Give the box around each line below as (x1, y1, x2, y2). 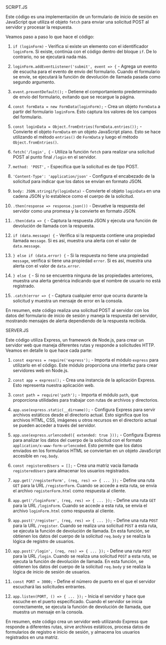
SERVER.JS (5, 328, 29, 333)
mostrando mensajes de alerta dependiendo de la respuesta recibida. (5, 318, 147, 324)
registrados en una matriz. (5, 634, 59, 640)
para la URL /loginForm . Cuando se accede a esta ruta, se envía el (12, 503, 147, 508)
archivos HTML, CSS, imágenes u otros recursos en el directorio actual (12, 417, 157, 423)
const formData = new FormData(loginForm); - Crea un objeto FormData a (12, 104, 161, 109)
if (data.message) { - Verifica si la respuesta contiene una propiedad (12, 232, 155, 238)
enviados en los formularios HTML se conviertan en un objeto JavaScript (12, 448, 161, 454)
